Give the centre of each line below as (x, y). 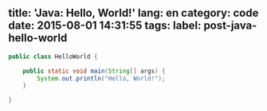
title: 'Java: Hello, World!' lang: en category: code (133, 13)
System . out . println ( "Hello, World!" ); (101, 78)
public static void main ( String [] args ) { (94, 71)
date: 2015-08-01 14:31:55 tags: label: (105, 26)
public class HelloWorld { (53, 56)
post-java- (230, 26)
